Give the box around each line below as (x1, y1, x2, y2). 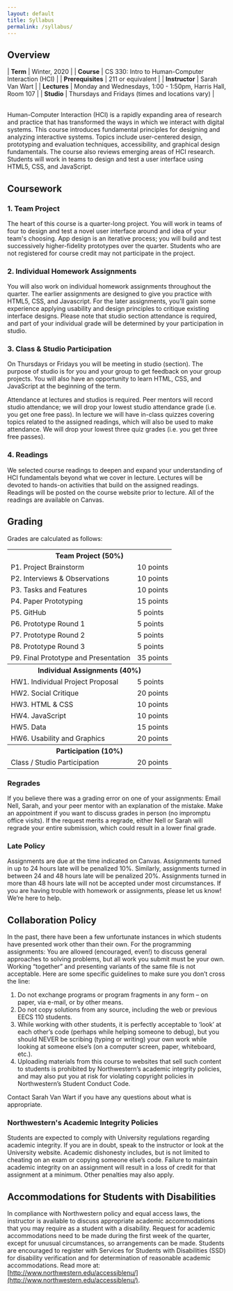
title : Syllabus (7, 17, 54, 24)
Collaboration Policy (7, 914, 97, 926)
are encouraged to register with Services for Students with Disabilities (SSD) (7, 1246, 226, 1255)
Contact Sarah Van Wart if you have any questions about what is (7, 1092, 192, 1101)
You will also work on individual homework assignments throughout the (7, 282, 211, 291)
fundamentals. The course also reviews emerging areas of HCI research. (7, 148, 216, 156)
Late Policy (7, 841, 45, 850)
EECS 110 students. (17, 1012, 73, 1021)
